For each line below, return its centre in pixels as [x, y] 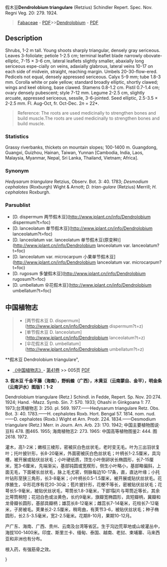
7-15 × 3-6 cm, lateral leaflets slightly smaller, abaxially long [82, 61]
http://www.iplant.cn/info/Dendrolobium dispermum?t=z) [85, 326]
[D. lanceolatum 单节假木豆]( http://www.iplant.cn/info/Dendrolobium [83, 228]
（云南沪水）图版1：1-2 [29, 387]
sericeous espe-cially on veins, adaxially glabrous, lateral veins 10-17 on [79, 66]
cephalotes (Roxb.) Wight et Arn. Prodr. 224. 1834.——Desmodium [87, 419]
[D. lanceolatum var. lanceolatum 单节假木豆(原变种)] [67, 240]
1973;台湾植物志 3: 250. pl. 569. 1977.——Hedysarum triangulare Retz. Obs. [83, 408]
